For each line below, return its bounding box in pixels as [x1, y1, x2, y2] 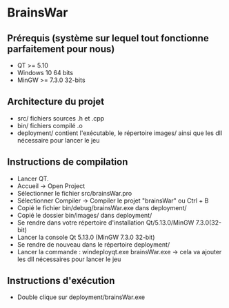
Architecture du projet [7, 96, 105, 107]
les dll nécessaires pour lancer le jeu [17, 255, 121, 263]
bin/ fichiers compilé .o [17, 121, 83, 130]
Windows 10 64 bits [17, 69, 74, 76]
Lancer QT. [17, 174, 50, 183]
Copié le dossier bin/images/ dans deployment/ [17, 211, 152, 219]
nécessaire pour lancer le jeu [17, 136, 100, 144]
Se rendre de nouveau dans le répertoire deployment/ [17, 240, 170, 249]
